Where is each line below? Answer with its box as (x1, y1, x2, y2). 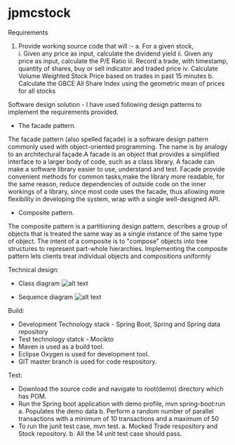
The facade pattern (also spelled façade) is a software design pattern (8, 135, 209, 143)
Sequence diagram (18, 292, 74, 301)
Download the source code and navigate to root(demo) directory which (18, 385, 224, 393)
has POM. (18, 392, 47, 400)
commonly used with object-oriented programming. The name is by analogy (8, 142, 228, 150)
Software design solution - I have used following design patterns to (8, 100, 202, 108)
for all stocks (18, 86, 56, 95)
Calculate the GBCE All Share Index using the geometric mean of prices (18, 79, 225, 87)
